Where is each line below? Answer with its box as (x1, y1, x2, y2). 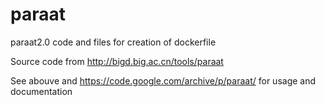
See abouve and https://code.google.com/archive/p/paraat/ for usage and (10, 74, 317, 87)
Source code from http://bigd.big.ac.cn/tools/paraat (10, 55, 224, 67)
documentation (10, 85, 73, 97)
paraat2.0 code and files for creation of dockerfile (10, 36, 217, 48)
